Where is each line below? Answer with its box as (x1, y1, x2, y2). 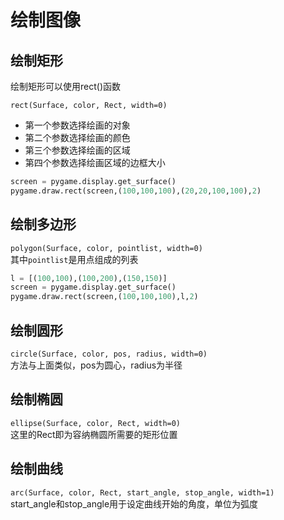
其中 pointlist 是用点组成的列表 (10, 253, 139, 265)
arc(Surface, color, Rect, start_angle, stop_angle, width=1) (10, 487, 275, 498)
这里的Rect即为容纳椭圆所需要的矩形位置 (10, 428, 178, 440)
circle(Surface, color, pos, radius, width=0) (10, 349, 208, 359)
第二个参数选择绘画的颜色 (24, 132, 131, 143)
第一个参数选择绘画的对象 (24, 119, 131, 131)
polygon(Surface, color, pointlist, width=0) (10, 243, 203, 253)
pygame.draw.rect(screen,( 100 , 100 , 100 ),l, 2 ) (10, 292, 199, 302)
